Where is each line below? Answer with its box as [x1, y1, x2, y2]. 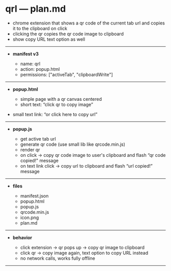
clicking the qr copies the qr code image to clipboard [12, 31, 124, 37]
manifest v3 [12, 50, 39, 57]
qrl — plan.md [5, 3, 66, 15]
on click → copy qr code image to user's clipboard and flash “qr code [20, 152, 166, 158]
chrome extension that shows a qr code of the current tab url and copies [12, 20, 165, 26]
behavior [12, 234, 33, 240]
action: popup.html [20, 66, 60, 72]
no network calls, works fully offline [20, 255, 95, 261]
